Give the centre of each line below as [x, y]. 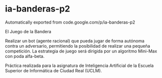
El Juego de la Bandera [28, 31]
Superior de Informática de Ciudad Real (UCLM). [54, 70]
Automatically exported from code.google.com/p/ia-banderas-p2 [70, 22]
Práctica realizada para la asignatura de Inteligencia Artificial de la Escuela [79, 65]
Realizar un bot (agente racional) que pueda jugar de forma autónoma [75, 41]
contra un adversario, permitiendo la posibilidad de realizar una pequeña [78, 46]
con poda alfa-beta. [25, 56]
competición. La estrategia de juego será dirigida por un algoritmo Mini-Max [81, 51]
